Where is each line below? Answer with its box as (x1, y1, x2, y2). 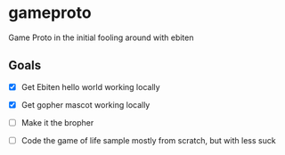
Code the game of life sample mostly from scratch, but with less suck (20, 135, 277, 145)
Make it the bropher (20, 117, 94, 127)
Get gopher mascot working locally (20, 99, 151, 110)
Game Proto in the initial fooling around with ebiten (8, 32, 194, 43)
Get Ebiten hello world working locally (20, 81, 161, 92)
